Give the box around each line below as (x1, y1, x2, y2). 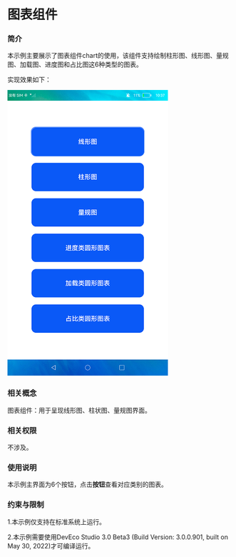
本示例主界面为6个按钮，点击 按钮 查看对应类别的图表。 (7, 480, 168, 489)
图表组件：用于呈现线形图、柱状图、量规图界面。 (7, 406, 151, 414)
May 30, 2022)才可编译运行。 (7, 541, 95, 550)
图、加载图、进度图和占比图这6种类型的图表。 (7, 60, 143, 69)
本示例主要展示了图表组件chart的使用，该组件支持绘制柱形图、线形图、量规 (7, 51, 230, 60)
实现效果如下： (7, 76, 51, 84)
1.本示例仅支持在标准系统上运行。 (7, 517, 106, 526)
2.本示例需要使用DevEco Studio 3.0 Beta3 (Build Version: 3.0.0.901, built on (7, 533, 228, 541)
